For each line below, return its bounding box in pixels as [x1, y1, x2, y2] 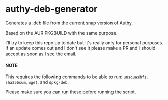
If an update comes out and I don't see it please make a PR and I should [5, 45, 156, 51]
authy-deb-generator [5, 3, 98, 15]
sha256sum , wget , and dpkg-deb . [5, 79, 69, 85]
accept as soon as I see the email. [5, 51, 77, 57]
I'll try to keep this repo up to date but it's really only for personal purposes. [5, 39, 164, 46]
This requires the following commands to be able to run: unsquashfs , [5, 73, 148, 80]
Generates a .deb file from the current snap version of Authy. [5, 20, 133, 26]
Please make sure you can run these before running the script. [5, 89, 136, 95]
